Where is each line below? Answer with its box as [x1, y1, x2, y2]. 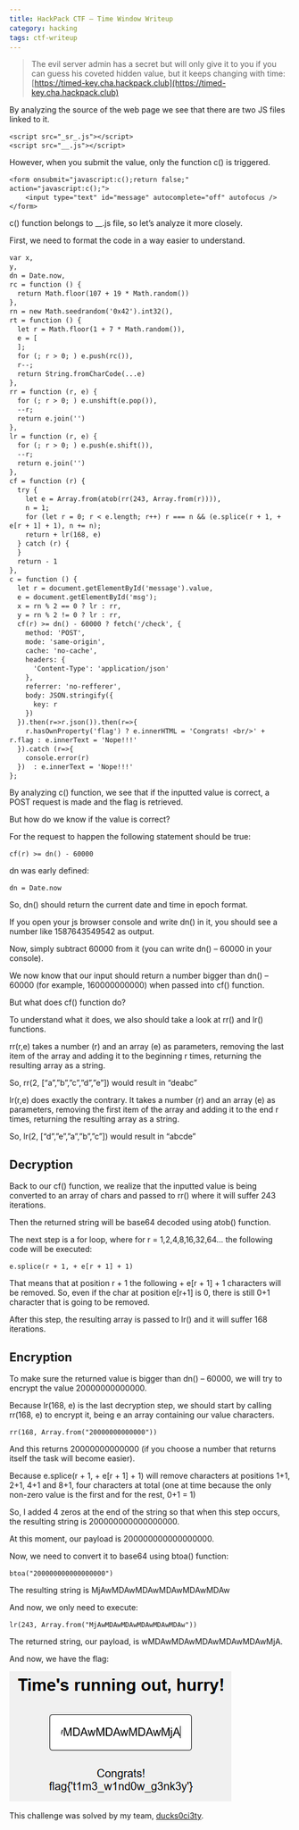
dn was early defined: [9, 865, 89, 876]
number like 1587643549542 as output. [9, 926, 154, 937]
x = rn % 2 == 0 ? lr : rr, [17, 602, 122, 611]
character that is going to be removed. [9, 1297, 150, 1308]
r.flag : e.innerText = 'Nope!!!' [9, 736, 138, 745]
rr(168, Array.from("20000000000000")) [9, 1428, 158, 1437]
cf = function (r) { [9, 477, 87, 486]
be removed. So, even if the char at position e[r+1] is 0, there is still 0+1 [9, 1287, 270, 1299]
